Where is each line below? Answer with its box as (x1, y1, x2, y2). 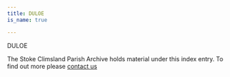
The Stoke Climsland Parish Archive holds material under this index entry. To (7, 54, 224, 63)
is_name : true (7, 16, 48, 23)
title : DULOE (7, 10, 45, 17)
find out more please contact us (7, 62, 97, 70)
